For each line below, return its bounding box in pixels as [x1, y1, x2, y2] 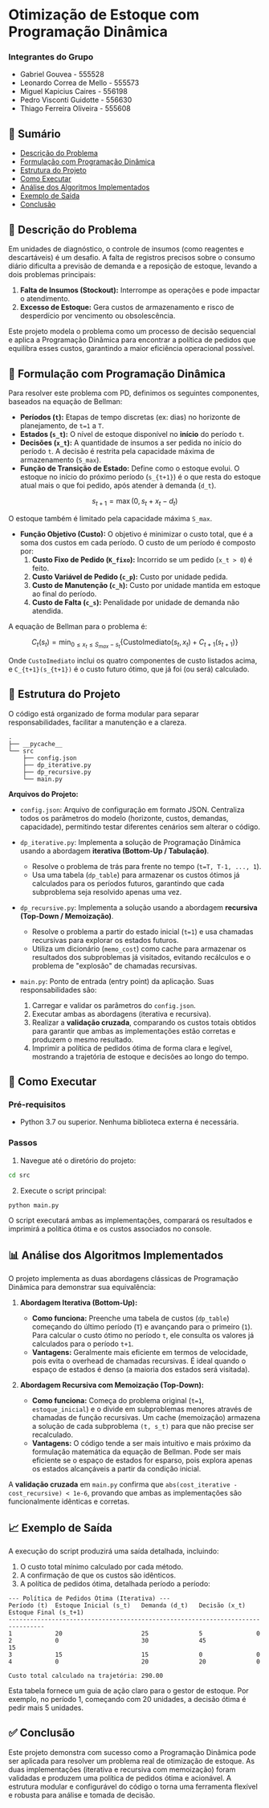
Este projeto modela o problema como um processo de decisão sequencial [8, 327, 256, 337]
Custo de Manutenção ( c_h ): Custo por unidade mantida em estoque [31, 580, 261, 590]
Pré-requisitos [8, 1099, 66, 1110]
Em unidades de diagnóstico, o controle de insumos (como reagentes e [8, 244, 245, 254]
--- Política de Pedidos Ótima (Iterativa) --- [8, 1594, 171, 1603]
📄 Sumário [8, 127, 62, 141]
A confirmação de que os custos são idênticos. [19, 1570, 177, 1580]
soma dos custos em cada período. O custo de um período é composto [19, 537, 256, 547]
